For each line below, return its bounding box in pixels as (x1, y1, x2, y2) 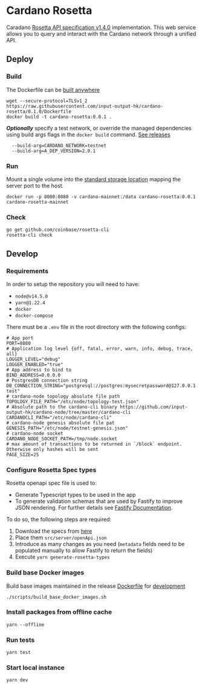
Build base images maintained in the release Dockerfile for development (6, 582, 185, 590)
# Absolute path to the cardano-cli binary (6, 404, 118, 410)
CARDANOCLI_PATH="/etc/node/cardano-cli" (6, 414, 112, 421)
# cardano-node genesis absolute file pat (6, 419, 115, 426)
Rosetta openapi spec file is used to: (6, 479, 97, 487)
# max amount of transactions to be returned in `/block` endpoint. (6, 441, 182, 447)
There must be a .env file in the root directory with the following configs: (6, 323, 186, 330)
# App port (6, 335, 34, 341)
